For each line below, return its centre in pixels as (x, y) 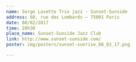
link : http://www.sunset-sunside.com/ (54, 39)
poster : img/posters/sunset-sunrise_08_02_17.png (68, 45)
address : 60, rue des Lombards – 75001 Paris (63, 17)
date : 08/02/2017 (27, 22)
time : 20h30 (21, 28)
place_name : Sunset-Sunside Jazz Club (54, 34)
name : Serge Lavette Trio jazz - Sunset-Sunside (67, 12)
